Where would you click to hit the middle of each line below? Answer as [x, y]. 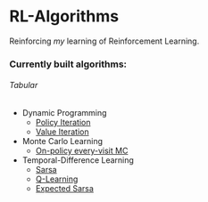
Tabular [24, 85]
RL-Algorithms [64, 16]
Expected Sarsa [64, 189]
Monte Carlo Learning [62, 141]
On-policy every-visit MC [82, 151]
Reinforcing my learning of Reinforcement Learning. [104, 41]
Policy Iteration [63, 123]
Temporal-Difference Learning [78, 160]
